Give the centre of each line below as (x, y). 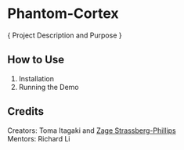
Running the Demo (49, 87)
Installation (36, 78)
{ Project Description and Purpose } (65, 35)
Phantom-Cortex (63, 14)
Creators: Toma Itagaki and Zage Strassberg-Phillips (92, 130)
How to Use (36, 60)
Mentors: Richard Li (39, 138)
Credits (26, 111)
